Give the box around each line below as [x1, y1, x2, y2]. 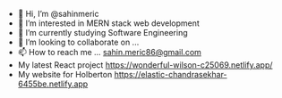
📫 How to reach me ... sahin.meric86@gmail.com [17, 47, 201, 57]
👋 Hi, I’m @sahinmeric [17, 9, 99, 19]
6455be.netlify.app [17, 78, 89, 89]
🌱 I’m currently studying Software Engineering [17, 28, 188, 37]
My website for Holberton [17, 69, 113, 79]
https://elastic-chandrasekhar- [114, 69, 227, 79]
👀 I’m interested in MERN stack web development [17, 18, 200, 29]
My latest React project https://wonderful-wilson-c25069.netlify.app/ [17, 60, 273, 70]
